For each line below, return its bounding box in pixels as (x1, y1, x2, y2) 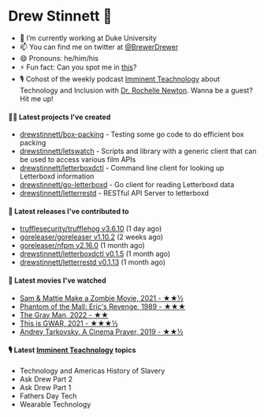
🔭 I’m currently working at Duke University (19, 33, 158, 43)
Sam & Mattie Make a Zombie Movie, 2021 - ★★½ (19, 293, 184, 302)
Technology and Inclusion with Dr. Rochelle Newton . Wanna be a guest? (19, 85, 254, 95)
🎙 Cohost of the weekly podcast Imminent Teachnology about (19, 74, 221, 84)
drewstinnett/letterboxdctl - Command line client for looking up (19, 163, 225, 173)
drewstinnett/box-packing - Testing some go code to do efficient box (19, 130, 244, 139)
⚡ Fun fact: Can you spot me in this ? (19, 62, 137, 72)
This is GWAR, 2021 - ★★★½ (19, 318, 118, 328)
